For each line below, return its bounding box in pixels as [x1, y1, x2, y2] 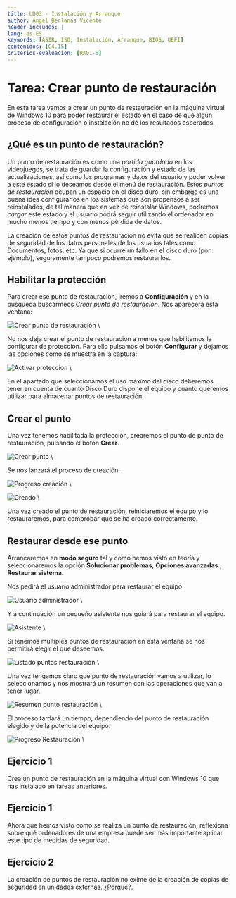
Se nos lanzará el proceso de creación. [7, 466, 121, 474]
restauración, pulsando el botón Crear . [7, 438, 119, 448]
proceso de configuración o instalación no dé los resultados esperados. [7, 118, 216, 127]
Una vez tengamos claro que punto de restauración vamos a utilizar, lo [7, 672, 211, 680]
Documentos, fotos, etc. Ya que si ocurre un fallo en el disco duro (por [7, 246, 211, 254]
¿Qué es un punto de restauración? [7, 139, 164, 151]
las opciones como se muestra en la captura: [7, 350, 138, 358]
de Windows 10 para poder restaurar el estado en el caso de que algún [7, 111, 213, 119]
